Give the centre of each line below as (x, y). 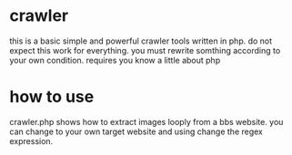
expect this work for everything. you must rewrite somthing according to (145, 50)
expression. (31, 140)
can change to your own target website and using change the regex (136, 131)
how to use (52, 97)
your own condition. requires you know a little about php (115, 60)
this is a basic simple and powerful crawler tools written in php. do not (141, 41)
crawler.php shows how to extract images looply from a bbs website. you (146, 121)
